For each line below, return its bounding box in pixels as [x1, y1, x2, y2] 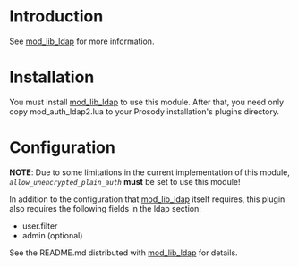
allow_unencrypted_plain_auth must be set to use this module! [9, 176, 241, 187]
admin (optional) [21, 229, 83, 240]
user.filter [21, 221, 58, 231]
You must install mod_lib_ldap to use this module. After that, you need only [9, 96, 285, 107]
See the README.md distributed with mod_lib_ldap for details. [9, 247, 239, 258]
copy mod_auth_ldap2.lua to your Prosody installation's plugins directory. [9, 105, 280, 117]
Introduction [9, 6, 104, 27]
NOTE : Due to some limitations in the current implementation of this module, [9, 167, 291, 178]
